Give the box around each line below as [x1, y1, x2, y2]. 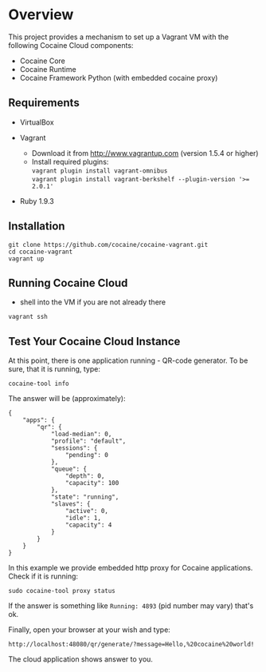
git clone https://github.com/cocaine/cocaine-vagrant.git [8, 241, 209, 249]
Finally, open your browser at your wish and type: [8, 625, 171, 634]
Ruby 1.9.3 [19, 196, 54, 205]
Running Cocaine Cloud [8, 276, 128, 289]
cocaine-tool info [8, 380, 69, 388]
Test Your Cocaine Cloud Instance [8, 334, 181, 348]
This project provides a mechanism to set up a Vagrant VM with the [8, 32, 229, 42]
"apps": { [22, 416, 56, 424]
